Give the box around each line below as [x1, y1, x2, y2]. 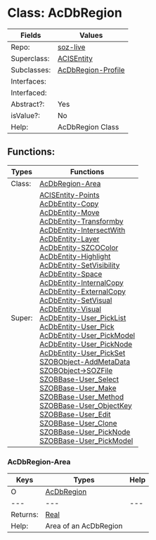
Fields [20, 30, 41, 40]
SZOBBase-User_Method [39, 392, 124, 402]
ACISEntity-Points [39, 190, 100, 199]
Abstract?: [11, 99, 45, 109]
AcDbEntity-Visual [39, 304, 102, 314]
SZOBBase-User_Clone [39, 418, 117, 428]
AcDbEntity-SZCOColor [39, 242, 119, 252]
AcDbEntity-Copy [39, 199, 99, 209]
